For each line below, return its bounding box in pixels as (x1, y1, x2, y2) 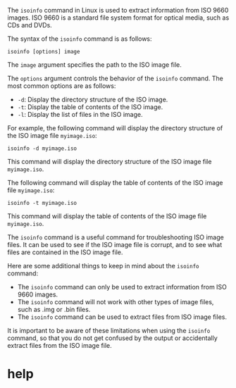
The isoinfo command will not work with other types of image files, (17, 298, 214, 306)
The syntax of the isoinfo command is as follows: (7, 35, 153, 43)
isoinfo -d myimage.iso (7, 145, 77, 152)
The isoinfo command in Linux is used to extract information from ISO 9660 (7, 6, 229, 14)
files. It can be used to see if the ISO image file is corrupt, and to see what (7, 241, 223, 249)
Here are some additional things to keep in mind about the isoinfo (7, 262, 199, 270)
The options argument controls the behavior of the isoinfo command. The (7, 74, 223, 82)
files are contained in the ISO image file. (7, 248, 123, 256)
